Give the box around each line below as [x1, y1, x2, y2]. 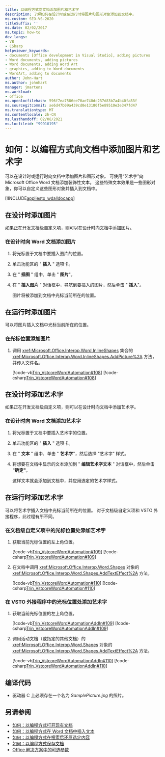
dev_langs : [5, 35, 27, 40]
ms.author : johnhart [5, 80, 48, 85]
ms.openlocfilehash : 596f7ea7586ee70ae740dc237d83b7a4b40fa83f [5, 99, 137, 104]
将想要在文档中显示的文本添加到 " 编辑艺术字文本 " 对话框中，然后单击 [12, 461, 155, 467]
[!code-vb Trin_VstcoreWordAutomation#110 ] [12, 580, 102, 586]
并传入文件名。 [12, 359, 43, 366]
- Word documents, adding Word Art [5, 62, 78, 67]
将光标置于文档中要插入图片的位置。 [12, 250, 86, 256]
